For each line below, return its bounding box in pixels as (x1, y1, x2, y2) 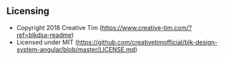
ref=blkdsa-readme (16, 31, 72, 39)
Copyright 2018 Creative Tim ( (16, 23, 103, 31)
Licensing (6, 5, 50, 17)
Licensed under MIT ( (16, 37, 78, 46)
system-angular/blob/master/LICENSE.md (16, 45, 136, 53)
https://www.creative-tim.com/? (101, 23, 192, 31)
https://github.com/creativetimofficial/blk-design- (77, 37, 218, 46)
